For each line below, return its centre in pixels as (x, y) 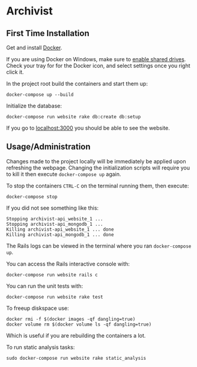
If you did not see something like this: (53, 208)
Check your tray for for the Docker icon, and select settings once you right (98, 65)
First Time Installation (48, 33)
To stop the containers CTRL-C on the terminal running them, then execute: (98, 186)
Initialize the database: (34, 106)
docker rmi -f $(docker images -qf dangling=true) (71, 319)
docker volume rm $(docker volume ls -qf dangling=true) (79, 324)
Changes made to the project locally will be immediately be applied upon (96, 161)
